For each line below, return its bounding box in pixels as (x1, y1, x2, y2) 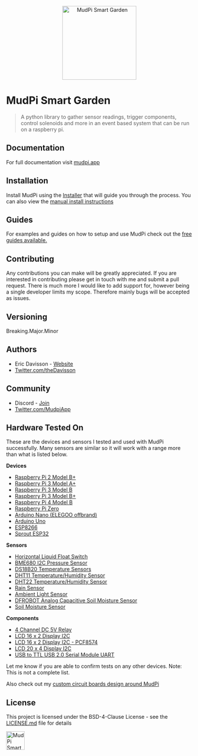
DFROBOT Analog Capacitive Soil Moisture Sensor (14, 597, 138, 604)
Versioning (6, 312, 47, 322)
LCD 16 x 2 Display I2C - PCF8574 (14, 638, 98, 646)
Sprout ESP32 (14, 530, 49, 537)
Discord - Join (14, 399, 50, 406)
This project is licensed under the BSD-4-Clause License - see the (6, 713, 168, 721)
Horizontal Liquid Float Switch (14, 553, 88, 561)
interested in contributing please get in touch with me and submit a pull (6, 276, 179, 283)
